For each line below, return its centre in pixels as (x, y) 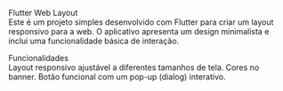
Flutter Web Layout (43, 13)
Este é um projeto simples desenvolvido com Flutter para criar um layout (141, 22)
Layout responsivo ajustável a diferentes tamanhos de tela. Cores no (134, 67)
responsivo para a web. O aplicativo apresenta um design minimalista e (139, 31)
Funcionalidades (38, 58)
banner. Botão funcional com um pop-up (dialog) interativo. (117, 77)
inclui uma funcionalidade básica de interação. (94, 41)
